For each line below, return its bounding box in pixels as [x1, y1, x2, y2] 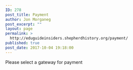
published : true [5, 41, 40, 46]
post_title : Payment [5, 12, 49, 17]
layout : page [5, 26, 33, 31]
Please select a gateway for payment [5, 59, 83, 65]
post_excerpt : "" [5, 21, 42, 27]
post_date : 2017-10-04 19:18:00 [5, 45, 74, 50]
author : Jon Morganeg [5, 17, 51, 22]
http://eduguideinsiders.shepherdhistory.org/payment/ [10, 36, 128, 41]
